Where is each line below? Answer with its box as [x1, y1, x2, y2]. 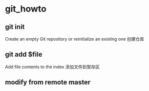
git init [5, 23, 25, 31]
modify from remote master [5, 78, 91, 87]
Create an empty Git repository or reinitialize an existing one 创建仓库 [5, 36, 145, 42]
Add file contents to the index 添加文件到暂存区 [5, 64, 100, 70]
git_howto [5, 3, 46, 15]
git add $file [5, 50, 43, 59]
